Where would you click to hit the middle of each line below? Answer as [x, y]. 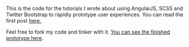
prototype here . [25, 38]
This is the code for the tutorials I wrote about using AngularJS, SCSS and [95, 8]
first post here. [24, 21]
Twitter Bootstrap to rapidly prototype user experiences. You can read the [95, 15]
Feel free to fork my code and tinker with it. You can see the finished [88, 32]
